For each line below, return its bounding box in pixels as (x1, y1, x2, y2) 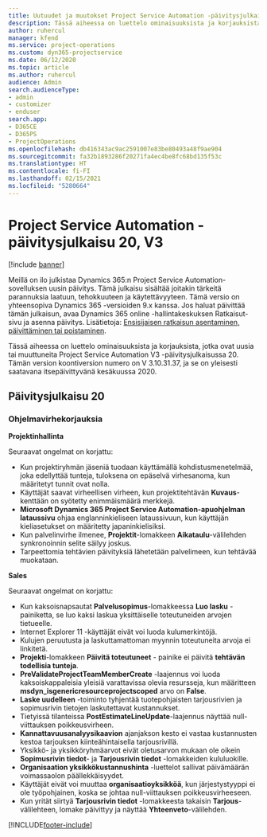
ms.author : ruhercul (8, 71, 77, 79)
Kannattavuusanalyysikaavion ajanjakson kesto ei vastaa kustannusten (19, 729, 257, 738)
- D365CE (8, 123, 37, 131)
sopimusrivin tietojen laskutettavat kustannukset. (19, 703, 180, 713)
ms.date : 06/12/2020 (8, 57, 77, 65)
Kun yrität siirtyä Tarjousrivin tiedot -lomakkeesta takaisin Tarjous (19, 796, 239, 806)
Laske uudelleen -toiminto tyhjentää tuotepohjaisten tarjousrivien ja (19, 694, 242, 705)
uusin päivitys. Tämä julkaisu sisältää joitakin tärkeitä (48, 284, 222, 293)
